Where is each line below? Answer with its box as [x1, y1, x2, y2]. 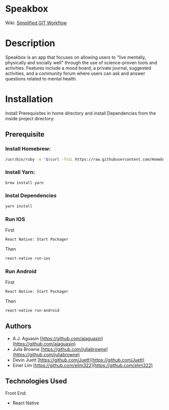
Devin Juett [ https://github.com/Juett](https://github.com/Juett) [12, 357, 145, 363]
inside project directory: [5, 115, 55, 121]
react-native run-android [5, 308, 59, 313]
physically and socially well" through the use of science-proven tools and [5, 59, 157, 66]
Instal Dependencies [5, 192, 57, 199]
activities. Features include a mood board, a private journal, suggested [5, 65, 151, 71]
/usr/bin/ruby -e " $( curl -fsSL [5, 157, 73, 162]
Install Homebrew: [5, 145, 51, 152]
